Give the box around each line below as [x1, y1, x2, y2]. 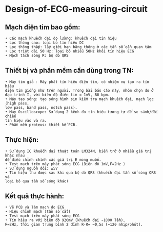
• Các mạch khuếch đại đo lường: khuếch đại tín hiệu [5, 36, 117, 41]
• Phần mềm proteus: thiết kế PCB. [5, 122, 78, 127]
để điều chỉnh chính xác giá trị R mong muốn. [5, 157, 102, 162]
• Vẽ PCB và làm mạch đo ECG [5, 205, 64, 210]
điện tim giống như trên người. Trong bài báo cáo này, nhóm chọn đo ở [5, 88, 154, 93]
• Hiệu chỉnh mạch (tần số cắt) [5, 209, 71, 214]
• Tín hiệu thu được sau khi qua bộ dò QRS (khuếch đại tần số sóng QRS [5, 170, 156, 175]
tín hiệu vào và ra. [5, 118, 47, 123]
